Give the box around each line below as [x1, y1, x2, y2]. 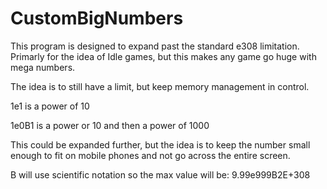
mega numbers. [10, 61, 76, 73]
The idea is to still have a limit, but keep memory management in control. [10, 80, 310, 92]
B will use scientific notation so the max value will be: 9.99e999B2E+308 [10, 168, 311, 181]
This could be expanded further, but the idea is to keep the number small [10, 138, 311, 151]
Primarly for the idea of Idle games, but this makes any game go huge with [10, 50, 317, 62]
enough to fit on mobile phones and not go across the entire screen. [10, 149, 291, 161]
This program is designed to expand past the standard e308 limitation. [10, 40, 300, 52]
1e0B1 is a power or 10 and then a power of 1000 [10, 119, 210, 131]
